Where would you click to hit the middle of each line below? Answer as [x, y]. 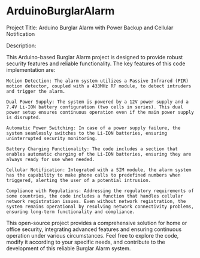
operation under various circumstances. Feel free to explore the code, [93, 235]
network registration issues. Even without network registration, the [96, 201]
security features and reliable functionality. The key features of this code [96, 63]
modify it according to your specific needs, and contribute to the [86, 242]
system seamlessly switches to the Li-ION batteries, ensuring [87, 133]
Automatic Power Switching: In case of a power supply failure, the [93, 128]
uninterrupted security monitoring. [52, 138]
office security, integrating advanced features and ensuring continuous [94, 229]
